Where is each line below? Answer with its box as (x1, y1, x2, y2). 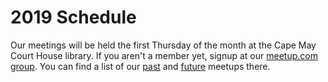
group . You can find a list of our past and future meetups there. (10, 60, 271, 72)
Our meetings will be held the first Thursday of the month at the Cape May (10, 39, 317, 51)
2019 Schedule (10, 6, 137, 29)
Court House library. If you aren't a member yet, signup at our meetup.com (10, 49, 318, 61)
